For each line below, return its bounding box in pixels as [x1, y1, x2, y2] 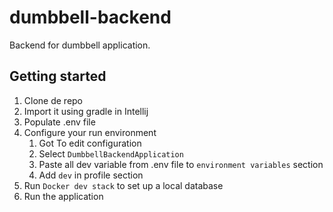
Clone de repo [23, 94, 84, 106]
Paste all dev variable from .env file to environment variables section [38, 158, 324, 170]
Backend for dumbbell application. [9, 39, 151, 51]
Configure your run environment [23, 126, 157, 138]
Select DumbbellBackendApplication [38, 147, 184, 160]
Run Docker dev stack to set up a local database [23, 179, 224, 191]
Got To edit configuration [38, 137, 142, 149]
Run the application [23, 190, 104, 202]
